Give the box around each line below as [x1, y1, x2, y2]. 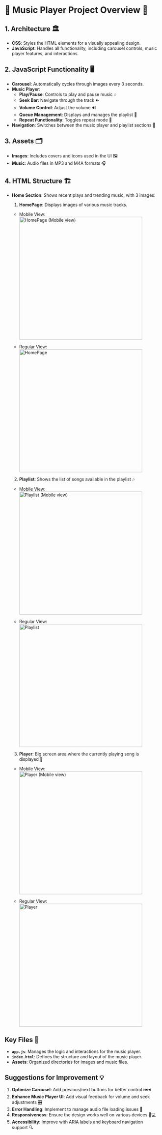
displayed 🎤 [19, 756, 43, 762]
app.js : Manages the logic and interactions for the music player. [11, 1048, 141, 1054]
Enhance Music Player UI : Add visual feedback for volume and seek [11, 1094, 150, 1100]
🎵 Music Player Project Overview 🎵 [4, 4, 148, 16]
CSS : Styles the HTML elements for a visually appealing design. [11, 40, 141, 46]
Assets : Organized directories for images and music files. [11, 1059, 129, 1065]
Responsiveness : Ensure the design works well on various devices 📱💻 [11, 1112, 156, 1118]
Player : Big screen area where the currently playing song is [19, 751, 139, 757]
